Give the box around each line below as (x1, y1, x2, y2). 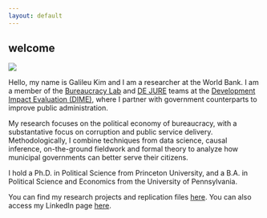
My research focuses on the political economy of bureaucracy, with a (8, 119, 237, 128)
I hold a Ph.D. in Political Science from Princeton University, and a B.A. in (8, 168, 249, 178)
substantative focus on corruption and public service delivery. (8, 127, 213, 137)
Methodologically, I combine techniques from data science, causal (8, 135, 228, 145)
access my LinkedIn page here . (8, 201, 112, 211)
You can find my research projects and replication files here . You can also (8, 192, 252, 202)
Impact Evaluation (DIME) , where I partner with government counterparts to (8, 95, 258, 104)
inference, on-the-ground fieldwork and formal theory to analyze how (8, 144, 239, 154)
